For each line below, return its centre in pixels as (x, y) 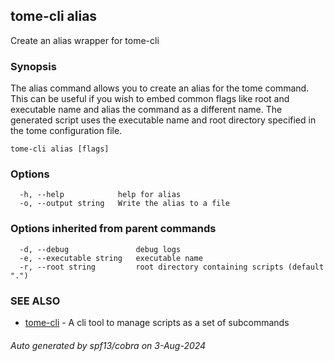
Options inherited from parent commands (113, 229)
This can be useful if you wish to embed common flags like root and (150, 99)
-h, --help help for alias (100, 195)
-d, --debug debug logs (100, 249)
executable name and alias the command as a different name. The (146, 110)
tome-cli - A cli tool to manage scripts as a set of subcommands (157, 322)
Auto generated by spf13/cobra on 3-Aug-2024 (108, 345)
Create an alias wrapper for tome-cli (85, 40)
